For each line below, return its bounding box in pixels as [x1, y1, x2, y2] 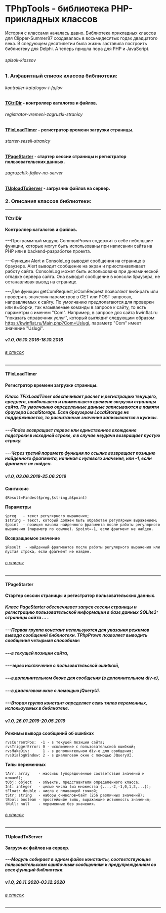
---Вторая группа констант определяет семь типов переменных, [5, 700, 147, 706]
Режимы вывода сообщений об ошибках [5, 730, 94, 736]
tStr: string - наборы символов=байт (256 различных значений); [5, 793, 145, 798]
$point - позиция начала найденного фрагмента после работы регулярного [5, 522, 161, 527]
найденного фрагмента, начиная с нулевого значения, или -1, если [5, 455, 152, 461]
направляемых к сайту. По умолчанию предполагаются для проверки [5, 299, 154, 305]
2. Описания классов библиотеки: [5, 198, 92, 205]
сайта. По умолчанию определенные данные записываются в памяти [5, 404, 160, 410]
